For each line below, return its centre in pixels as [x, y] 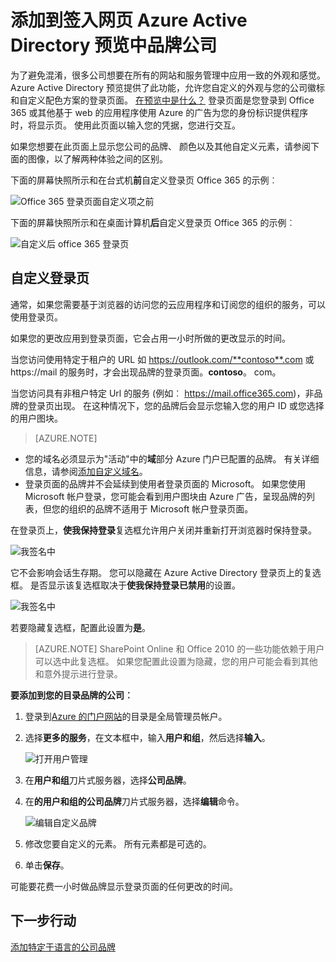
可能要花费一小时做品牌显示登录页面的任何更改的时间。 [124, 886]
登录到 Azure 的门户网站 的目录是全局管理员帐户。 [126, 716]
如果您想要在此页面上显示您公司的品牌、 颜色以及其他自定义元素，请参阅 [160, 146]
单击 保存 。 [47, 865]
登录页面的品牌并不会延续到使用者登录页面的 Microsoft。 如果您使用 [165, 483]
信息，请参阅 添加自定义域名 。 [86, 471]
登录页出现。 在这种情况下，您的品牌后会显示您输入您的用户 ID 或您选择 [176, 405]
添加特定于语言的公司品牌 [63, 947]
